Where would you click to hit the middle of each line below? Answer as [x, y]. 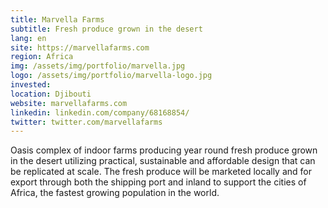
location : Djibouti [51, 94]
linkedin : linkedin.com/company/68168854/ [100, 112]
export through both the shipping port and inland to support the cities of [158, 182]
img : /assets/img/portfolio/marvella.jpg [98, 66]
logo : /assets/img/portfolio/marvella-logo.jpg [111, 76]
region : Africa [42, 57]
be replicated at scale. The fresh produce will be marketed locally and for [161, 172]
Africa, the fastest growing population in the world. [115, 193]
